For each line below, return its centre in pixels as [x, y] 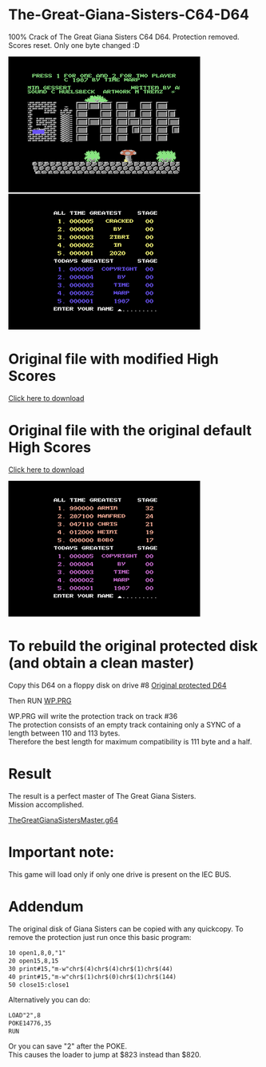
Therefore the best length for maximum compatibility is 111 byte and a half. [130, 741]
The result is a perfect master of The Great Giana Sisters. [102, 795]
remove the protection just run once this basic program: [100, 937]
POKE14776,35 [30, 1023]
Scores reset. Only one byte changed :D [74, 45]
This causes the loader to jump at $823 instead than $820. [105, 1054]
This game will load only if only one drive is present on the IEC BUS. [120, 874]
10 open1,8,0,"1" [37, 953]
